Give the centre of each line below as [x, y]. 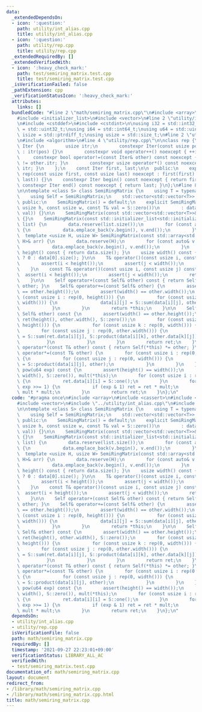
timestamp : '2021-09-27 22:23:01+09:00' [63, 650]
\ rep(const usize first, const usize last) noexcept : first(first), [107, 174]
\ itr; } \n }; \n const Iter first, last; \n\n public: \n [98, 169]
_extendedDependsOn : [37, 17]
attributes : [27, 101]
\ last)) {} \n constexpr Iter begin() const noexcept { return [102, 180]
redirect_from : [25, 683]
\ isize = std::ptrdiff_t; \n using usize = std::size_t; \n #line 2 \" [105, 135]
